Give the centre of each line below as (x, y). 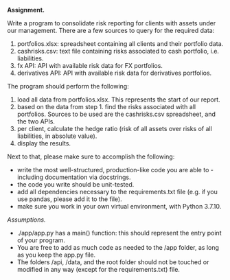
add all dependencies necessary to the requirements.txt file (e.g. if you (117, 192)
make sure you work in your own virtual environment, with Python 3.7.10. (119, 206)
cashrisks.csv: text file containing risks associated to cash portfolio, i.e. (118, 51)
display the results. (44, 143)
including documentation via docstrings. (74, 177)
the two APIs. (36, 121)
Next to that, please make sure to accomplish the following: (91, 156)
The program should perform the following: (68, 86)
